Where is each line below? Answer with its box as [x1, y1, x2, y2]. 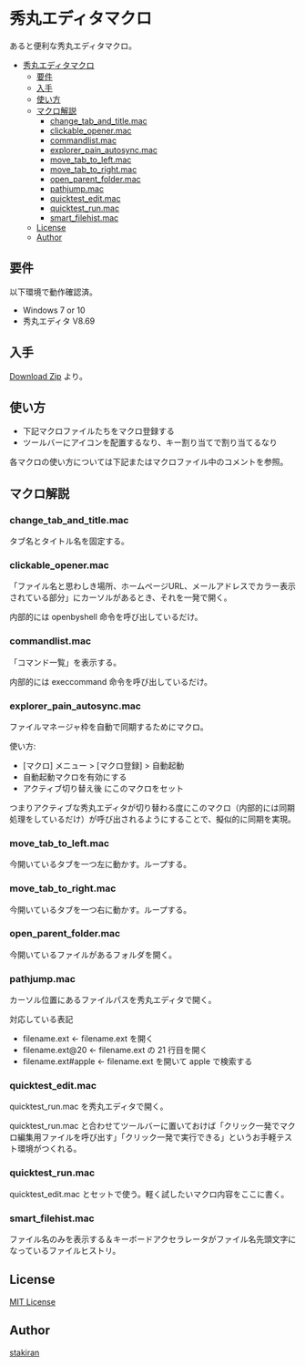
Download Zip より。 [9, 370, 88, 381]
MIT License [9, 1296, 56, 1307]
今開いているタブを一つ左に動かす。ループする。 [9, 859, 192, 870]
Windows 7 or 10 [22, 305, 86, 316]
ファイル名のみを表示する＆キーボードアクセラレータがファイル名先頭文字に [9, 1234, 297, 1245]
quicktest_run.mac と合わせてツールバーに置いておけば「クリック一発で [9, 1121, 280, 1132]
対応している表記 [9, 1014, 74, 1025]
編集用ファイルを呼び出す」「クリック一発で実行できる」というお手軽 [16, 1132, 277, 1143]
